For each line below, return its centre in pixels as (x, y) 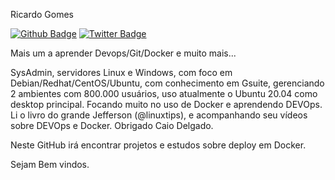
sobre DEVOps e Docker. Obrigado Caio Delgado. (112, 125)
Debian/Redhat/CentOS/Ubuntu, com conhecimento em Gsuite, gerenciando (167, 83)
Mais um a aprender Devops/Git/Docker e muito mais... (123, 53)
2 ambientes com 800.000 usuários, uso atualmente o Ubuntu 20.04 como (164, 93)
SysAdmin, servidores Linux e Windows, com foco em (121, 72)
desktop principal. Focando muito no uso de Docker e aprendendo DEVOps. (166, 104)
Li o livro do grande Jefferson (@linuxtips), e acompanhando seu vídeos (159, 115)
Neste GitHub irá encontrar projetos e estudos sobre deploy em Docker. (158, 145)
